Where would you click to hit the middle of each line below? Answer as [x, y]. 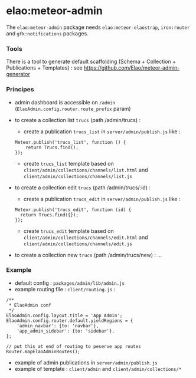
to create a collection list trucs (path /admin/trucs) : [77, 120]
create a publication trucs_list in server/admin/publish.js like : [102, 132]
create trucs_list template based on [68, 163]
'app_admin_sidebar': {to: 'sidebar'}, [66, 331]
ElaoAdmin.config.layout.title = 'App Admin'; [64, 315]
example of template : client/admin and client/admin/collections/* [98, 369]
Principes [20, 90]
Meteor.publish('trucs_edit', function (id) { [73, 210]
